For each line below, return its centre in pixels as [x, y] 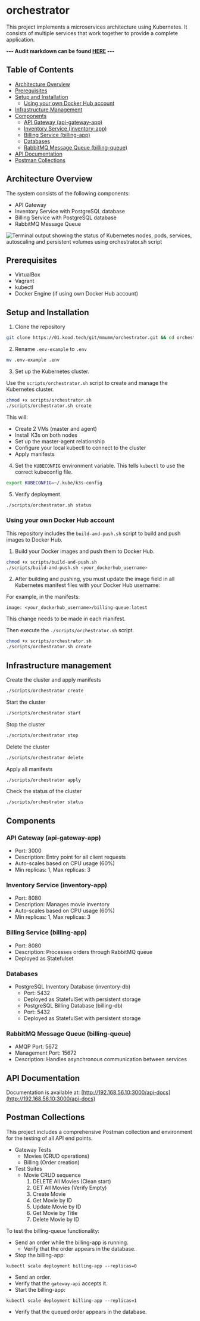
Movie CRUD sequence [52, 1175]
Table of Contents [40, 70]
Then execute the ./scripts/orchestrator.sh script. [70, 630]
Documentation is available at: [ [45, 1092]
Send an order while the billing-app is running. [72, 1242]
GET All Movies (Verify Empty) [70, 1188]
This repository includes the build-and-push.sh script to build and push [93, 533]
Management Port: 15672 [46, 1053]
